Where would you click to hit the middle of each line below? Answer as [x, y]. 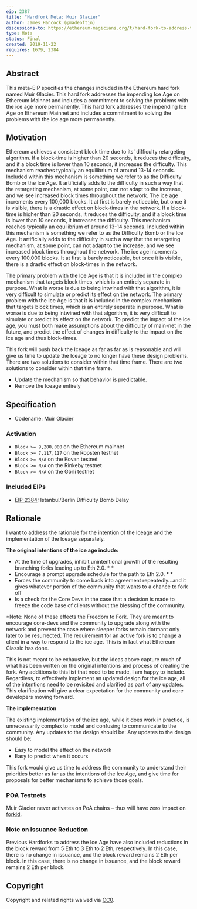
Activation [21, 434]
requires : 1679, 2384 [33, 50]
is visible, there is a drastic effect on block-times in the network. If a [88, 208]
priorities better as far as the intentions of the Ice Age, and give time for [92, 774]
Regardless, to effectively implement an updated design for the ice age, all [96, 678]
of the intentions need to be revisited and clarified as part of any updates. [95, 684]
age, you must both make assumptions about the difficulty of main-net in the [98, 326]
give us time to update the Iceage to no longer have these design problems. [97, 356]
